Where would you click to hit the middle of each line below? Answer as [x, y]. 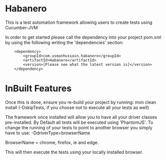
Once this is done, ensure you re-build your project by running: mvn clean [81, 102]
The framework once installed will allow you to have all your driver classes [81, 117]
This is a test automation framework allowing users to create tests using [79, 22]
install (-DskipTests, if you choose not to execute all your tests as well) [77, 107]
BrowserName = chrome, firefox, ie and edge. [52, 142]
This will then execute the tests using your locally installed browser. [74, 152]
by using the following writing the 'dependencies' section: [64, 42]
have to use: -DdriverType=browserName [48, 133]
